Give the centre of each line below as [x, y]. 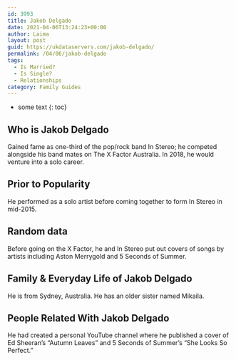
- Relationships [38, 80]
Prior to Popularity [49, 184]
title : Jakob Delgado [40, 21]
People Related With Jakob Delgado [88, 318]
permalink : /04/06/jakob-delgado [57, 54]
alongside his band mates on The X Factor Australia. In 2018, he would [111, 155]
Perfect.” [20, 351]
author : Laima [29, 34]
